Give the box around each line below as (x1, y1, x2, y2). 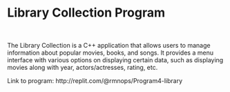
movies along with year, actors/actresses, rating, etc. (7, 63, 158, 71)
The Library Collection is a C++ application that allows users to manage (7, 41, 211, 49)
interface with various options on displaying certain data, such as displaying (7, 55, 224, 64)
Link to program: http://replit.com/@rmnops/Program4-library (7, 76, 183, 84)
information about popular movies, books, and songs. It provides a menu (7, 48, 214, 57)
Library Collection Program (7, 5, 166, 21)
